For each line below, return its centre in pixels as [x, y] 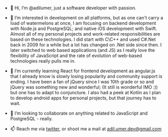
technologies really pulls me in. [43, 61]
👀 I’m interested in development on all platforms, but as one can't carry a [87, 18]
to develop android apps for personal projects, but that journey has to [83, 98]
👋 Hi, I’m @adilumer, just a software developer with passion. [73, 8]
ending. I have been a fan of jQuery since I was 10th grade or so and [82, 82]
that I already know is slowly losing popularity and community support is [86, 76]
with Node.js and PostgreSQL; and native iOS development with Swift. [83, 29]
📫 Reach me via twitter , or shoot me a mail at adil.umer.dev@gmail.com [86, 129]
